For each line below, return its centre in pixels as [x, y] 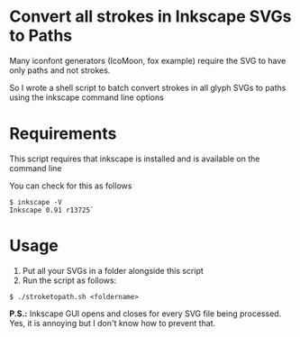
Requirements [63, 134]
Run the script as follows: [69, 280]
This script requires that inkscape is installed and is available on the [135, 159]
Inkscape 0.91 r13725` [52, 210]
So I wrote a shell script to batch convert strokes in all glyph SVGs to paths [148, 87]
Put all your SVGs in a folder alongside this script [113, 270]
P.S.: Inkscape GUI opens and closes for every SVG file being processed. [145, 314]
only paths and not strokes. [60, 70]
